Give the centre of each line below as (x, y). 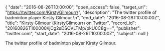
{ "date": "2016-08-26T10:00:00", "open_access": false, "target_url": (76, 7)
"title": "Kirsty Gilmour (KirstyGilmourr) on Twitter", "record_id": (71, 23)
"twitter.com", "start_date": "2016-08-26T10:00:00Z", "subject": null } (77, 33)
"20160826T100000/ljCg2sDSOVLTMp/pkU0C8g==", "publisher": (73, 28)
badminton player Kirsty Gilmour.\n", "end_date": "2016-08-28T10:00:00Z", (83, 18)
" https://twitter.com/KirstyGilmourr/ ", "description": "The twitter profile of (81, 12)
